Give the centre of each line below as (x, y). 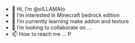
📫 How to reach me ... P (42, 34)
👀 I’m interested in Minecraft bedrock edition (65, 15)
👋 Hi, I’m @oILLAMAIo (38, 9)
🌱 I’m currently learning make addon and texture (70, 21)
